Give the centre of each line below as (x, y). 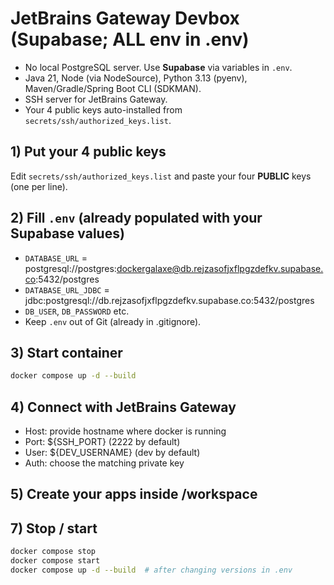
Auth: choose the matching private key (104, 463)
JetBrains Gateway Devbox (125, 18)
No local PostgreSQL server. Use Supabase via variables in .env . (158, 67)
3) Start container (66, 352)
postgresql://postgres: (70, 268)
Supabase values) (67, 233)
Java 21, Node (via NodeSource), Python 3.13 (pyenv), (136, 78)
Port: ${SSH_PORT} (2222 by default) (102, 442)
